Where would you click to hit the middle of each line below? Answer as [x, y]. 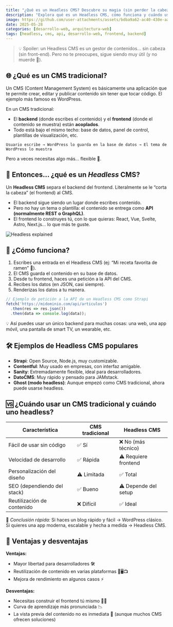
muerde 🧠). [30, 60]
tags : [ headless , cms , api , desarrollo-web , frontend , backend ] [76, 34]
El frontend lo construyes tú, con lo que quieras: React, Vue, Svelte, [85, 219]
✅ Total [128, 474]
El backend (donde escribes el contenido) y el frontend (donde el [83, 119]
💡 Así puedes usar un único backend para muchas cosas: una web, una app [86, 323]
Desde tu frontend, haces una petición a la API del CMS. [73, 279]
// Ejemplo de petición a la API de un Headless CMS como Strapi [77, 299]
